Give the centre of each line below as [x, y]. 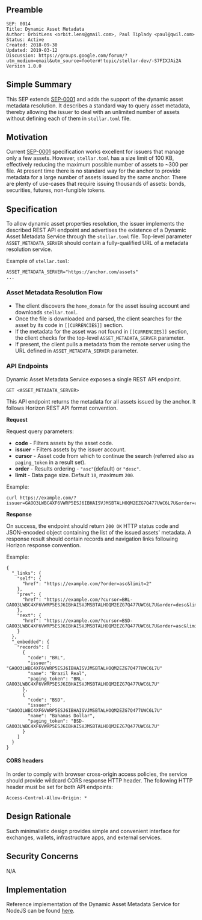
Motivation [27, 137]
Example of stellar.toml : [38, 261]
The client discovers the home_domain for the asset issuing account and [102, 306]
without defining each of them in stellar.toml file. [69, 118]
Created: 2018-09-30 [32, 45]
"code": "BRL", [47, 658]
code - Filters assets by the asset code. [64, 443]
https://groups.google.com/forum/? [83, 56]
